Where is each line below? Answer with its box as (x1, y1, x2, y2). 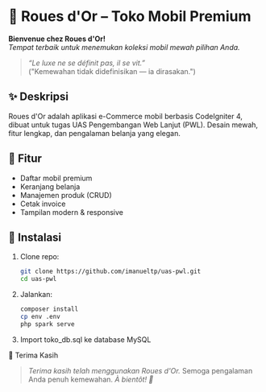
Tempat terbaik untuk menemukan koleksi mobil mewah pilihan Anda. (8, 42, 240, 52)
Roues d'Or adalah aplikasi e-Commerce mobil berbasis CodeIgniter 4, (8, 111, 243, 121)
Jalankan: (19, 290, 53, 299)
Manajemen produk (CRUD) (19, 190, 113, 200)
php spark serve (19, 320, 75, 328)
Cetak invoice (19, 199, 66, 208)
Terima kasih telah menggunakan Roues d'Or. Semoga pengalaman (27, 365, 253, 375)
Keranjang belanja (19, 181, 81, 192)
